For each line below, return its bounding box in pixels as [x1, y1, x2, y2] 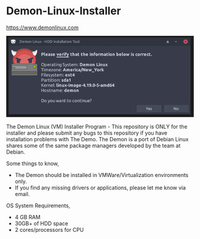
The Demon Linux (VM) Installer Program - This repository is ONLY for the [6, 123, 187, 131]
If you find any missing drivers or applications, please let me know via [14, 184, 186, 191]
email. [14, 191, 30, 198]
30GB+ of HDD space [14, 220, 68, 227]
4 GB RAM [14, 213, 40, 221]
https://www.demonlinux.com [6, 24, 79, 31]
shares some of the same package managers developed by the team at [6, 142, 181, 150]
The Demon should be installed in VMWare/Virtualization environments [14, 172, 189, 179]
